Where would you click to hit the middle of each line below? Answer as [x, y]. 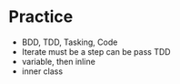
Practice [41, 17]
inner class [42, 71]
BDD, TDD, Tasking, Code [70, 42]
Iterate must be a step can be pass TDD [96, 51]
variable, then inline [59, 61]
